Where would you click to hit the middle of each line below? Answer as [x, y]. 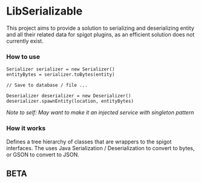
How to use [23, 57]
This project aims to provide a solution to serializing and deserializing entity [100, 28]
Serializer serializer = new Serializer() [61, 69]
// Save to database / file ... [47, 85]
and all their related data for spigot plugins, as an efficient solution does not [100, 34]
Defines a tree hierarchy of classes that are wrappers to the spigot [89, 142]
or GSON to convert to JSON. [43, 154]
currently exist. [25, 41]
